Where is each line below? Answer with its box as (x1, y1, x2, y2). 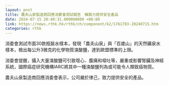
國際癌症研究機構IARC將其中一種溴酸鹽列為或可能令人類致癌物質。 (18, 64, 157, 70)
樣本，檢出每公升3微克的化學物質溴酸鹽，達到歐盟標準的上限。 (5, 47, 136, 53)
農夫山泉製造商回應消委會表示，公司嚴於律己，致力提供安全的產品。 (5, 74, 146, 80)
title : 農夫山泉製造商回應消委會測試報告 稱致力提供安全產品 (5, 12, 119, 17)
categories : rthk (5, 26, 42, 31)
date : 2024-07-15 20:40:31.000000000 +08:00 (5, 17, 100, 22)
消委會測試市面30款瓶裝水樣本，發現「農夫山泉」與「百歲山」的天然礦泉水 (5, 41, 161, 47)
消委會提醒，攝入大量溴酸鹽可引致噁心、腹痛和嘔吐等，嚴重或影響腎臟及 (5, 57, 155, 63)
